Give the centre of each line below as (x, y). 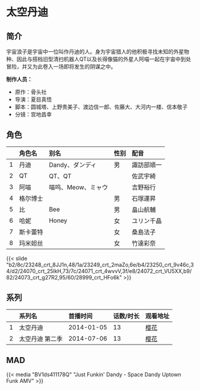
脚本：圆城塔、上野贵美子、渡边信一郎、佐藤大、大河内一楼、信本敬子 (101, 107)
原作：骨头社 (30, 92)
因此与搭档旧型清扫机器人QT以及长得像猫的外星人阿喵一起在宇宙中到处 (104, 59)
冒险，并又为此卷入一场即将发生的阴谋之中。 (61, 67)
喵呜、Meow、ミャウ (79, 187)
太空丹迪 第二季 (41, 339)
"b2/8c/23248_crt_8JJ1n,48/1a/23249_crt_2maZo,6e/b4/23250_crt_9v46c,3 (100, 265)
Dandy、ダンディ (73, 165)
